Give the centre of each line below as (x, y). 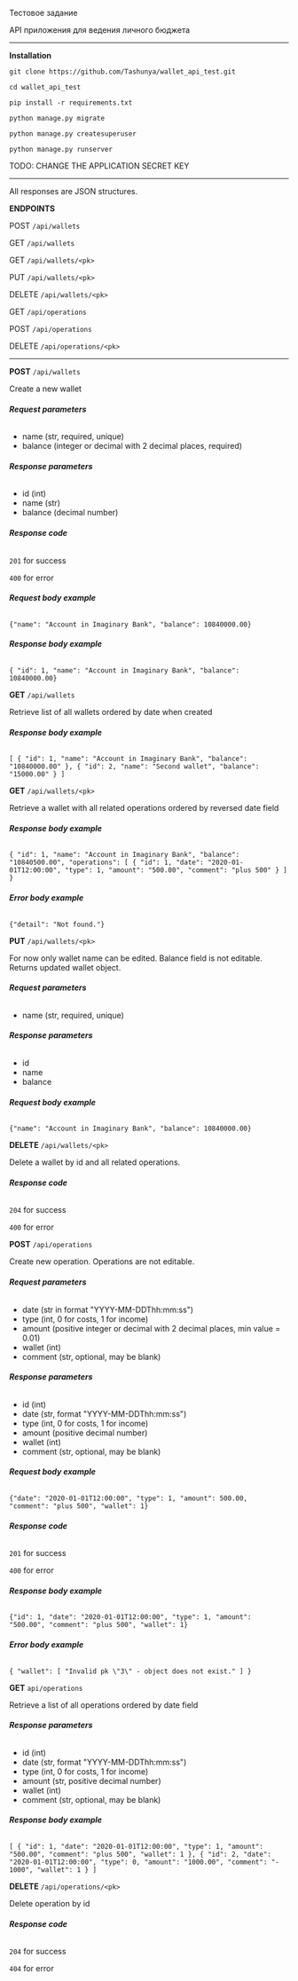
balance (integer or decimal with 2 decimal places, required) (132, 446)
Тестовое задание (43, 13)
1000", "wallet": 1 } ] (53, 1870)
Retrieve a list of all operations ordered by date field (104, 1705)
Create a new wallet (46, 389)
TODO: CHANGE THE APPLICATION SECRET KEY (99, 166)
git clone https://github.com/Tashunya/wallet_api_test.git (123, 72)
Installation (30, 55)
